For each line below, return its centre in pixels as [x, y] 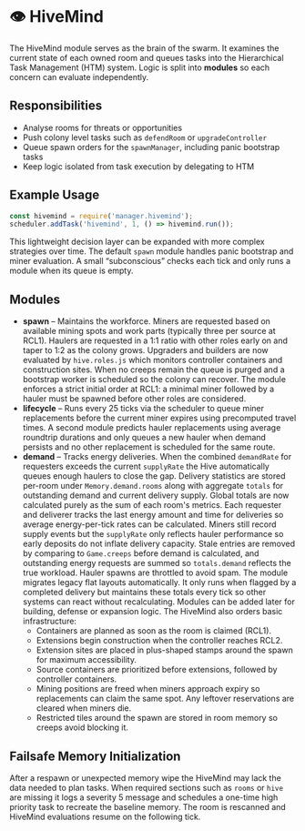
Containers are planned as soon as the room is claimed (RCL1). [153, 631]
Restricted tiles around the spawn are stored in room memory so [157, 718]
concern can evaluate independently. [79, 76]
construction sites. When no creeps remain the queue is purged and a [153, 370]
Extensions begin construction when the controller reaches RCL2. [159, 641]
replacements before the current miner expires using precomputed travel [159, 418]
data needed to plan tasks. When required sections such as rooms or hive [147, 787]
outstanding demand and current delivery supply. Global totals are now [156, 495]
